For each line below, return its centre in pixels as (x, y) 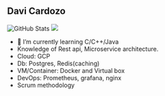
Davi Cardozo (37, 11)
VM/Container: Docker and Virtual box (71, 70)
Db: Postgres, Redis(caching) (58, 63)
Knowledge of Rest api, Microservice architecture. (88, 49)
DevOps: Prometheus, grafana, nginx (69, 78)
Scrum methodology (46, 85)
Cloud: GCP (34, 56)
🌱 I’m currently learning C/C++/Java (68, 42)
